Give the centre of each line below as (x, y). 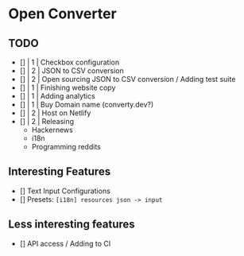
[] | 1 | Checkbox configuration (70, 62)
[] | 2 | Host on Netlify (55, 113)
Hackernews (52, 130)
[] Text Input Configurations (65, 191)
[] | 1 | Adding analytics (57, 96)
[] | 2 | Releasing (46, 121)
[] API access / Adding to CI (65, 243)
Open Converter (62, 14)
